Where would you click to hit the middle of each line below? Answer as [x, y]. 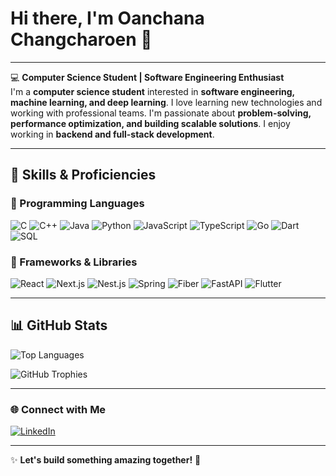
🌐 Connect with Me [58, 409]
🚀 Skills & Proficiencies [83, 175]
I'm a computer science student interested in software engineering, [152, 91]
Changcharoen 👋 [81, 39]
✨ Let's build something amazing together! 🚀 [106, 460]
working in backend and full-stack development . [112, 134]
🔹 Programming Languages [77, 204]
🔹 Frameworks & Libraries [74, 262]
